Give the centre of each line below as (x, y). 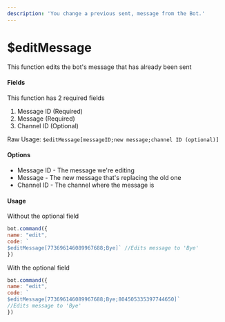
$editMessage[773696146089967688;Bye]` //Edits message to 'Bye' (103, 248)
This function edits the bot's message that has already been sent (99, 67)
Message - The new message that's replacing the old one (99, 177)
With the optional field (39, 268)
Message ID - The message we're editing (76, 170)
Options (19, 155)
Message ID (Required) (50, 111)
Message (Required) (46, 119)
